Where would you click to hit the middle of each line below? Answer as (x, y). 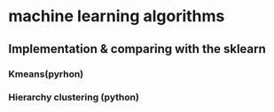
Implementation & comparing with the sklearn (137, 49)
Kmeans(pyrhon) (46, 74)
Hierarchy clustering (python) (74, 97)
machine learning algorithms (117, 16)
